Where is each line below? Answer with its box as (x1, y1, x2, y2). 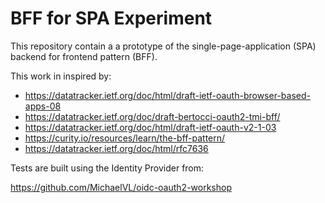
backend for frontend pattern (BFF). (10, 50, 158, 62)
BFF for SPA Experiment (10, 7, 213, 30)
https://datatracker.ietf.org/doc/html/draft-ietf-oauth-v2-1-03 (24, 121, 277, 133)
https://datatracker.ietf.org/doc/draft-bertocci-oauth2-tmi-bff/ (24, 110, 281, 122)
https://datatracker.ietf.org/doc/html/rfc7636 (24, 142, 209, 154)
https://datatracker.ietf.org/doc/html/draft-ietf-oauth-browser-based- (24, 89, 311, 101)
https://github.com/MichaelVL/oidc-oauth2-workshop (10, 181, 232, 193)
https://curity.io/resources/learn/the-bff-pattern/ (24, 132, 226, 144)
